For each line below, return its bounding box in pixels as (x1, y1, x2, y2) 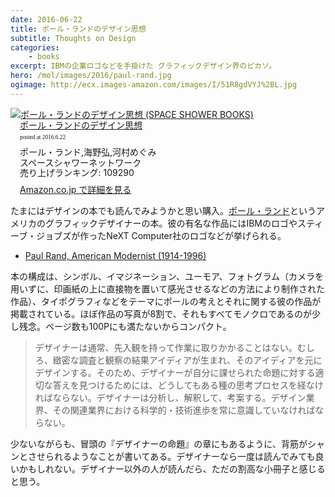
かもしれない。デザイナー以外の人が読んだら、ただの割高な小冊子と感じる (18, 462, 326, 475)
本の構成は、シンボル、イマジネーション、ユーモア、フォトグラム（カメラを (10, 270, 325, 282)
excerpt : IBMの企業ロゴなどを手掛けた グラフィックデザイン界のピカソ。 (10, 61, 277, 71)
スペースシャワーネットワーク (19, 156, 142, 168)
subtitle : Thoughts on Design (10, 33, 137, 43)
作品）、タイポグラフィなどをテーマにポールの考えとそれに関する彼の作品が (10, 295, 322, 307)
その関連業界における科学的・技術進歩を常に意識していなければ (52, 404, 316, 416)
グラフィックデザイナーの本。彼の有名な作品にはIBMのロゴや (44, 217, 298, 229)
